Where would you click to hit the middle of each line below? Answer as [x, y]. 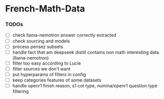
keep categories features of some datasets [57, 80]
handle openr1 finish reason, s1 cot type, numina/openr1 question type [85, 85]
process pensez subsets [38, 46]
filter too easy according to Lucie [47, 63]
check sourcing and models [41, 41]
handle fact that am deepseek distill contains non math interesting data [86, 52]
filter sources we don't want [41, 68]
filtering [21, 91]
